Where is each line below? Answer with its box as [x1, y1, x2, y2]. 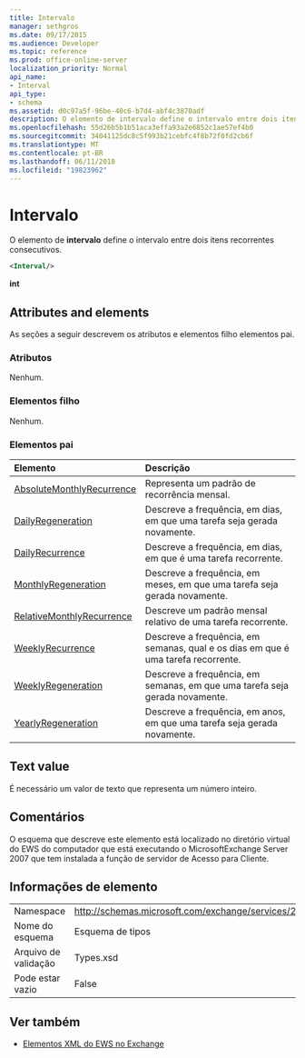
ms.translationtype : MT [9, 140, 100, 149]
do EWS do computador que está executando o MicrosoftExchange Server [9, 843, 289, 854]
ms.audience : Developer [9, 38, 100, 48]
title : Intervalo [9, 13, 75, 23]
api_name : [9, 73, 47, 82]
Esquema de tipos [74, 925, 152, 938]
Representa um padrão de [144, 476, 256, 489]
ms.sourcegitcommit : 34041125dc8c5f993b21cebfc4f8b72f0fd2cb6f [9, 132, 254, 141]
